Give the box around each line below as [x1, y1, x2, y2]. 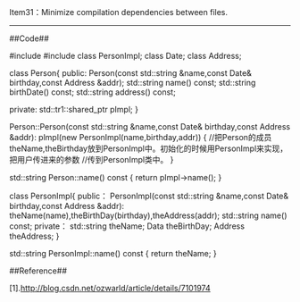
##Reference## [9, 265, 67, 276]
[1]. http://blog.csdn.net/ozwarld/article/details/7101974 [9, 283, 212, 293]
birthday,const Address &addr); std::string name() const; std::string [9, 78, 256, 88]
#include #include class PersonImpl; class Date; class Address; [9, 51, 242, 61]
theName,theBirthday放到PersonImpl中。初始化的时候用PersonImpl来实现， [9, 143, 288, 154]
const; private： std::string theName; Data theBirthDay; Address [9, 221, 246, 231]
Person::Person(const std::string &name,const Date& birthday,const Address [9, 122, 291, 131]
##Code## [9, 33, 49, 44]
